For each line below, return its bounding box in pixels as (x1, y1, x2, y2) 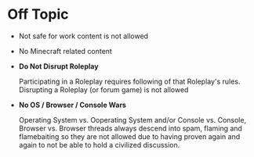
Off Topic (7, 5, 69, 23)
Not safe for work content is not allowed (18, 31, 149, 41)
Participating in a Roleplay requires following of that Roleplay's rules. (18, 77, 241, 86)
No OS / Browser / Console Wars (18, 100, 127, 109)
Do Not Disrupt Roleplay (18, 61, 99, 71)
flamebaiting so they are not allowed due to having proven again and (18, 131, 241, 141)
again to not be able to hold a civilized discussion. (18, 140, 180, 149)
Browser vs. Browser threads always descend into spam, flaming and (18, 123, 242, 133)
